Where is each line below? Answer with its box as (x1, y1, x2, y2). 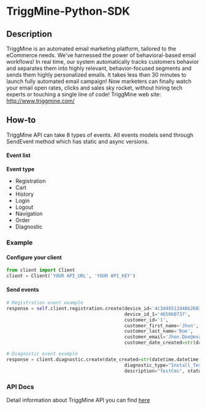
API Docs (6, 382, 34, 391)
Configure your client (6, 253, 63, 261)
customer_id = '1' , (124, 317, 169, 323)
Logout (15, 204, 34, 211)
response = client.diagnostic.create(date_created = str (6, 356, 150, 363)
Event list (6, 152, 31, 159)
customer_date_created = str (124, 339, 193, 346)
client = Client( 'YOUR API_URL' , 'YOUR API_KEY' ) (6, 273, 136, 279)
